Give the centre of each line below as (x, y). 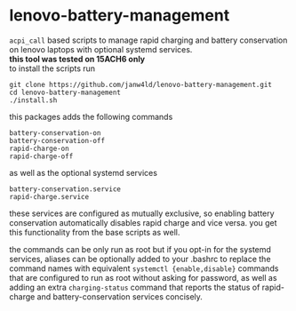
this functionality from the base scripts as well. (95, 232)
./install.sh (33, 100)
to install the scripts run (52, 68)
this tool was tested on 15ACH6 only (77, 59)
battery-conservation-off (57, 140)
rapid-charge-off (41, 156)
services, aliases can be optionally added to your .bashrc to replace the (140, 259)
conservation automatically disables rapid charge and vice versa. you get (143, 222)
